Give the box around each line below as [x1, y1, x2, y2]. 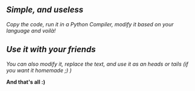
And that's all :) [6, 78, 46, 86]
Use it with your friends [6, 44, 96, 54]
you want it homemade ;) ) [6, 66, 72, 74]
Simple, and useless [6, 5, 84, 15]
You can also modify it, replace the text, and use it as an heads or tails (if [6, 60, 188, 68]
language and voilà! [6, 27, 56, 34]
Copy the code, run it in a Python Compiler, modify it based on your [6, 20, 174, 28]
